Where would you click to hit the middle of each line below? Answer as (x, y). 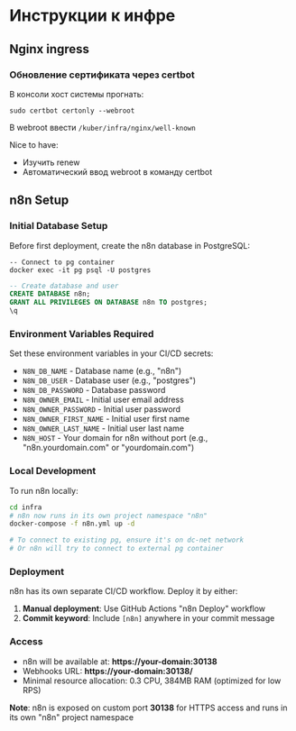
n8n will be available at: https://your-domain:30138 (120, 661)
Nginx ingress (50, 49)
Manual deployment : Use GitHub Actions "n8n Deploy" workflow (144, 608)
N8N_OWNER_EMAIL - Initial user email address (103, 400)
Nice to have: (34, 144)
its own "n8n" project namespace (71, 717)
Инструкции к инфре (92, 16)
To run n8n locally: (44, 490)
